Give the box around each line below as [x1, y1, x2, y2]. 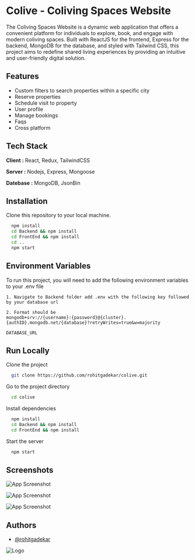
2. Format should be [6, 309, 57, 315]
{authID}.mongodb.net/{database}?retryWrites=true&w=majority [6, 320, 161, 326]
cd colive [11, 395, 35, 400]
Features [6, 71, 39, 81]
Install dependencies [6, 405, 57, 412]
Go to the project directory [6, 383, 70, 390]
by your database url [6, 299, 59, 305]
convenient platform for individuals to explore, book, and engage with [6, 29, 173, 36]
